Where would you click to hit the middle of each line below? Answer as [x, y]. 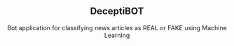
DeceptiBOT [117, 11]
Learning [117, 35]
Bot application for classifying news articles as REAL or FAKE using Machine [117, 27]
